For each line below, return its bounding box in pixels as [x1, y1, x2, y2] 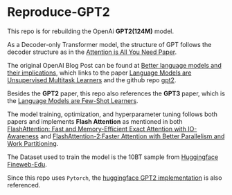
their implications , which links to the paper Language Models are [7, 68, 192, 77]
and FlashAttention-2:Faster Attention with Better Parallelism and [40, 132, 225, 140]
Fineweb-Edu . [7, 160, 47, 168]
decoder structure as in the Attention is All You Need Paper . [7, 48, 177, 56]
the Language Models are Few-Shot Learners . [7, 96, 139, 104]
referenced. [7, 180, 41, 189]
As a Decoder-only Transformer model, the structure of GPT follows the [7, 40, 212, 48]
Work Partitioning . [7, 139, 59, 147]
